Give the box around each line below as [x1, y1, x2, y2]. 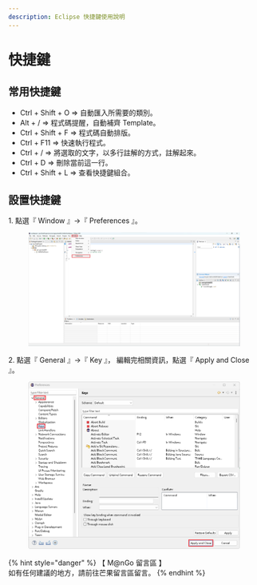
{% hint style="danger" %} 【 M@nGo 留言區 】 [8, 558, 166, 567]
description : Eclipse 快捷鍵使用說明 [8, 13, 125, 21]
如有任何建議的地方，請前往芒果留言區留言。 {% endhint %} [8, 567, 206, 577]
